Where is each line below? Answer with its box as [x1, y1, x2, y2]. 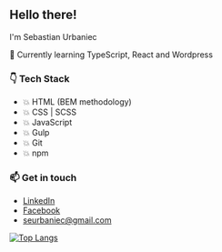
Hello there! [9, 7, 77, 23]
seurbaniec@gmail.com [22, 215, 112, 226]
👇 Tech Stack [9, 72, 70, 85]
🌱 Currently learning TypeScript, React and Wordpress [9, 49, 214, 60]
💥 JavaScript [22, 117, 73, 128]
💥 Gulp [22, 127, 50, 138]
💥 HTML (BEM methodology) [22, 96, 132, 107]
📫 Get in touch [9, 172, 77, 185]
